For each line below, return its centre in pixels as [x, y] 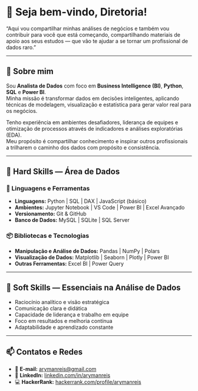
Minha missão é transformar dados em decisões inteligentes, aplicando [93, 98]
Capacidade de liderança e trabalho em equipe [72, 314]
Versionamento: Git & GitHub [50, 214]
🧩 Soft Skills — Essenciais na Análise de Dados [93, 288]
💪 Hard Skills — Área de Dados [63, 172]
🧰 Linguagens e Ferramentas [48, 189]
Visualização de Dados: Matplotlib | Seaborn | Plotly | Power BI [92, 257]
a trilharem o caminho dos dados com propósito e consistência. [83, 147]
